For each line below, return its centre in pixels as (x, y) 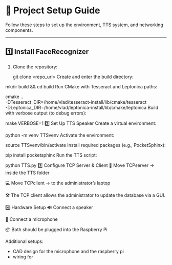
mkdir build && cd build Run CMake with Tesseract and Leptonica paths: (81, 86)
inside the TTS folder (27, 173)
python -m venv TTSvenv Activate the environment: (60, 135)
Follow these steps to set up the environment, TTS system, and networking (84, 25)
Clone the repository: (35, 67)
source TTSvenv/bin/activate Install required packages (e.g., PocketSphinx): (85, 145)
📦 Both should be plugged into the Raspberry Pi (56, 229)
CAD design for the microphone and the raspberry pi (68, 251)
